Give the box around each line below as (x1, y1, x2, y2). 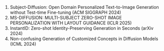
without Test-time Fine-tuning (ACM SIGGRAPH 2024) (9, 9, 121, 15)
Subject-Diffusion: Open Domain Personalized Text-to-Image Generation (9, 4, 160, 10)
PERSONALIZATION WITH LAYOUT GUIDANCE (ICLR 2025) (9, 20, 132, 26)
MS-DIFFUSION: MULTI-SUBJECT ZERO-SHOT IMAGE (9, 15, 122, 20)
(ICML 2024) (9, 41, 36, 47)
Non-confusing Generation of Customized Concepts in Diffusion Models (9, 36, 159, 42)
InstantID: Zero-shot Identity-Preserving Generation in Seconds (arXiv (9, 25, 154, 31)
